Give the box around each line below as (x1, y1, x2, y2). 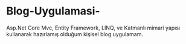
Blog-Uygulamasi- (6, 4, 101, 18)
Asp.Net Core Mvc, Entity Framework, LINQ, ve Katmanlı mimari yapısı (6, 24, 180, 31)
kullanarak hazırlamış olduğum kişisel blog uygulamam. (6, 30, 144, 37)
